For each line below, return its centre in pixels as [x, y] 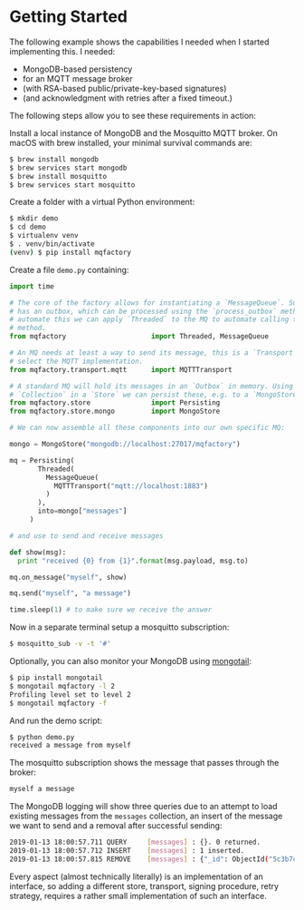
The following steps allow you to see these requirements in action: [133, 115]
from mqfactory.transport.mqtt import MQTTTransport [121, 369]
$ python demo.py [42, 737]
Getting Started [69, 17]
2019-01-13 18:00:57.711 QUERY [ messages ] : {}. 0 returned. [135, 842]
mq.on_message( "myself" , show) [68, 577]
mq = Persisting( [42, 460]
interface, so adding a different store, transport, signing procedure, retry [144, 886]
